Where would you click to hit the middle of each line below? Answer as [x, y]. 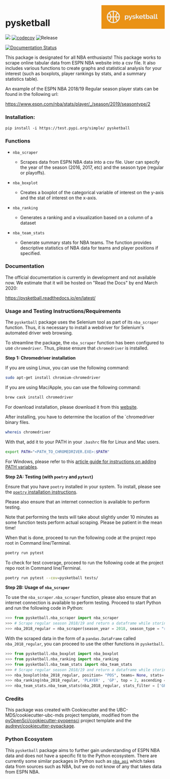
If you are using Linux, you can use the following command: [67, 368]
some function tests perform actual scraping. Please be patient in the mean [84, 522]
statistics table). [22, 79]
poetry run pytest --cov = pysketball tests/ [52, 578]
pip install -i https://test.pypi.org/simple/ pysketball [68, 128]
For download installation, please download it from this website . [72, 407]
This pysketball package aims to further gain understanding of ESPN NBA [83, 750]
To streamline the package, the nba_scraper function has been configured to [85, 343]
